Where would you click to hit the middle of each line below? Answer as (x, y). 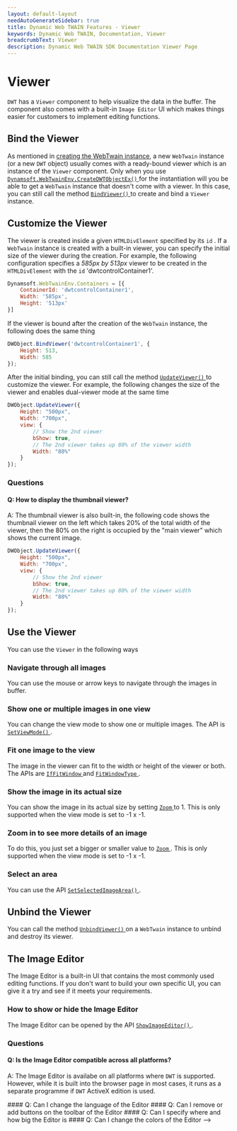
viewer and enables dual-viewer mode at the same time (88, 392)
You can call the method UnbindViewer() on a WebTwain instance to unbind (114, 929)
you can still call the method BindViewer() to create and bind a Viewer (109, 193)
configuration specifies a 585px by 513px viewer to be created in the (107, 263)
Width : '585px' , (44, 297)
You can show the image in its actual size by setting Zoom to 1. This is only (114, 807)
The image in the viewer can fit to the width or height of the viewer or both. (117, 765)
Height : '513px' (44, 303)
